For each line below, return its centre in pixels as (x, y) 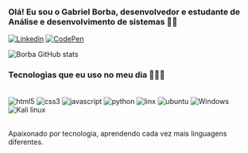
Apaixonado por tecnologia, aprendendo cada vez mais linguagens (118, 134)
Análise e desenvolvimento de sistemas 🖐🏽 (93, 21)
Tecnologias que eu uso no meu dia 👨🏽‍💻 (87, 75)
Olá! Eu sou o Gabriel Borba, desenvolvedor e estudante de (124, 12)
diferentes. (26, 142)
